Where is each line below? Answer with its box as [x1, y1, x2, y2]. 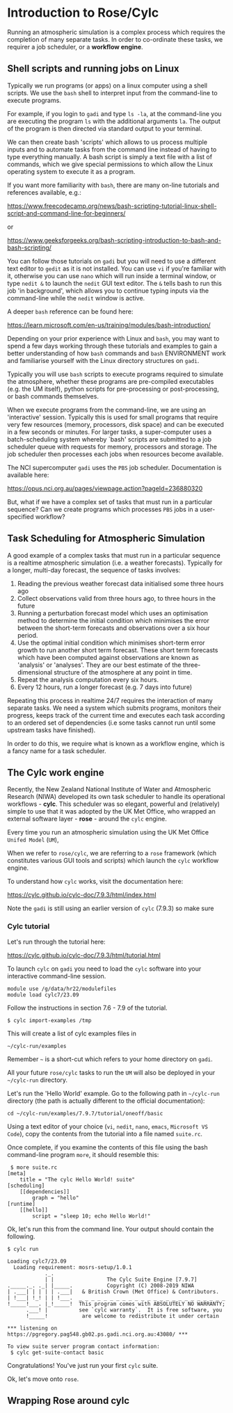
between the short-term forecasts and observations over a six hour [17, 624, 210, 632]
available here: [7, 471, 49, 479]
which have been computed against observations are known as [17, 653, 200, 661]
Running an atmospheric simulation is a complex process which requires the [7, 28, 226, 36]
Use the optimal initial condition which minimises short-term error [17, 638, 205, 647]
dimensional [17, 668, 53, 676]
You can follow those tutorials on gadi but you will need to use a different [7, 257, 216, 265]
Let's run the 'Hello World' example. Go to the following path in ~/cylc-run [7, 1089, 220, 1097]
